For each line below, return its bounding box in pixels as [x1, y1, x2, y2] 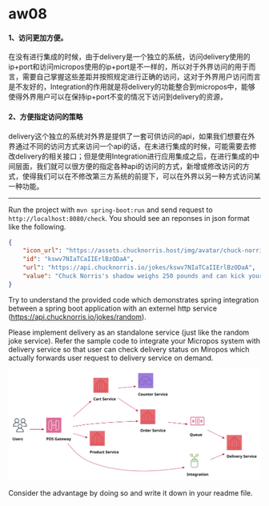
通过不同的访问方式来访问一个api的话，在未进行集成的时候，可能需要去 [14, 141, 250, 151]
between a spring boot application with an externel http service [8, 303, 218, 313]
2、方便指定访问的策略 [8, 111, 83, 121]
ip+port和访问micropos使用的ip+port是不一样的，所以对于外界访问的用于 [8, 62, 249, 72]
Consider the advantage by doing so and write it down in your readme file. [8, 488, 254, 497]
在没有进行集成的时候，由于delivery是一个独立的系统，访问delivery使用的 [8, 52, 251, 62]
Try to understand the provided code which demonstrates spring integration [8, 295, 259, 304]
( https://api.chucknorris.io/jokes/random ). [8, 311, 147, 321]
